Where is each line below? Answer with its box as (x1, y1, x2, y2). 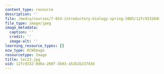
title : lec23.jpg (5, 57, 41, 62)
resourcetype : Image (5, 52, 47, 57)
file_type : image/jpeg (5, 20, 51, 26)
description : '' (5, 12, 38, 17)
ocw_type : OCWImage (5, 48, 45, 53)
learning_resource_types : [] (5, 43, 64, 48)
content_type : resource (5, 7, 54, 12)
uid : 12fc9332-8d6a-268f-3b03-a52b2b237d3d (5, 61, 95, 66)
